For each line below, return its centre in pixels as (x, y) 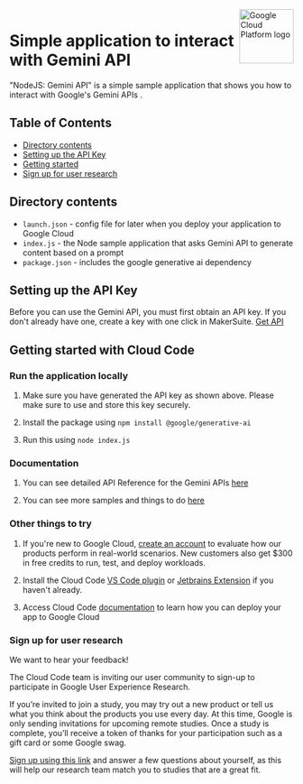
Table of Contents (61, 123)
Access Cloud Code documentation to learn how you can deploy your (151, 607)
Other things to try (50, 524)
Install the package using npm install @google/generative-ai (137, 422)
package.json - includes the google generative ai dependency (137, 262)
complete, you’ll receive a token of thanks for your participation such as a (146, 733)
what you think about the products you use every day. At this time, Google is (151, 714)
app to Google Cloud (61, 616)
